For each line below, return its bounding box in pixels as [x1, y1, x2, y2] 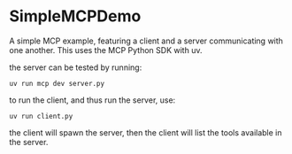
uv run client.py [9, 112, 73, 120]
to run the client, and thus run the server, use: [9, 95, 176, 105]
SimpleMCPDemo [9, 6, 142, 27]
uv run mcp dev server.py [9, 79, 104, 88]
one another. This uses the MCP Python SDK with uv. [9, 44, 203, 55]
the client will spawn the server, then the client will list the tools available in [9, 127, 282, 138]
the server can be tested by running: [9, 62, 142, 73]
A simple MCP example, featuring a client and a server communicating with [9, 35, 283, 46]
